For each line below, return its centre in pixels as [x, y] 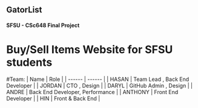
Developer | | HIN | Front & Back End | [53, 98]
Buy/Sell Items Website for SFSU [90, 50]
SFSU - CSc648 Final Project [43, 25]
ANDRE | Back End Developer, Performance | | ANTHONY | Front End [92, 92]
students [29, 62]
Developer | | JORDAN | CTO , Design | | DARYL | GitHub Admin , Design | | [99, 85]
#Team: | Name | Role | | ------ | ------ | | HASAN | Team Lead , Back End [98, 79]
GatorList [24, 10]
